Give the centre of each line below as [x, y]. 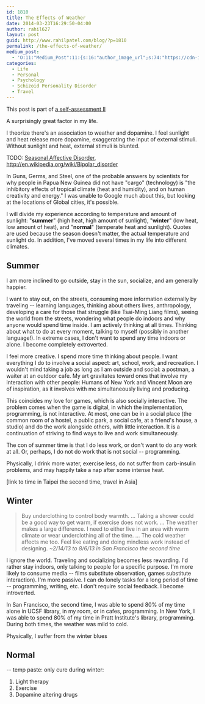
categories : [21, 63]
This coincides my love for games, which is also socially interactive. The [97, 400]
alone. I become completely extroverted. [57, 344]
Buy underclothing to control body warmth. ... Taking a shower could [107, 515]
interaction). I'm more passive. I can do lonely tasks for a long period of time [102, 580]
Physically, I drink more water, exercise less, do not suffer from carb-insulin [101, 463]
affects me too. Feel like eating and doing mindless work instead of [106, 542]
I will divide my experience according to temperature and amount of [92, 214]
